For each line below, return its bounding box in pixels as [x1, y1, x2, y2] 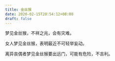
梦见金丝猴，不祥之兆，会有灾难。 [5, 30, 74, 36]
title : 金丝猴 [5, 7, 32, 12]
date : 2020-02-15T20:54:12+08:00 [5, 12, 74, 17]
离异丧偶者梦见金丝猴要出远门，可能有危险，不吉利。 [5, 51, 113, 57]
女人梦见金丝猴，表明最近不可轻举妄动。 [5, 41, 87, 46]
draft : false [5, 16, 32, 21]
